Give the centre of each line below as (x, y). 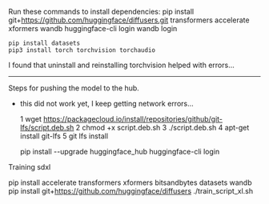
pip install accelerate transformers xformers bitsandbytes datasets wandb (130, 182)
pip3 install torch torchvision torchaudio (82, 50)
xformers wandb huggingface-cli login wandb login (93, 28)
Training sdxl (30, 167)
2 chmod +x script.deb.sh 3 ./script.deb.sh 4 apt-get (163, 128)
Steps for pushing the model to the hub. (74, 88)
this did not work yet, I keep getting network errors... (106, 104)
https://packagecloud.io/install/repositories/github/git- (132, 119)
